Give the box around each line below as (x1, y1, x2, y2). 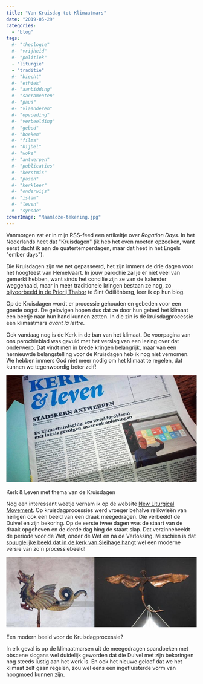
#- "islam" (11, 195, 39, 201)
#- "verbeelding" (11, 118, 56, 124)
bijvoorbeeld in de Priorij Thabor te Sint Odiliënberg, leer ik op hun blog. (6, 288, 185, 295)
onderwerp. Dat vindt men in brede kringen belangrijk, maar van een (6, 344, 177, 351)
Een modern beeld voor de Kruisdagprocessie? (6, 633, 124, 641)
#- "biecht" (11, 73, 42, 80)
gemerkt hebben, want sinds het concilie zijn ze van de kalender (6, 275, 167, 283)
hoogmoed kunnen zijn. (6, 671, 65, 678)
